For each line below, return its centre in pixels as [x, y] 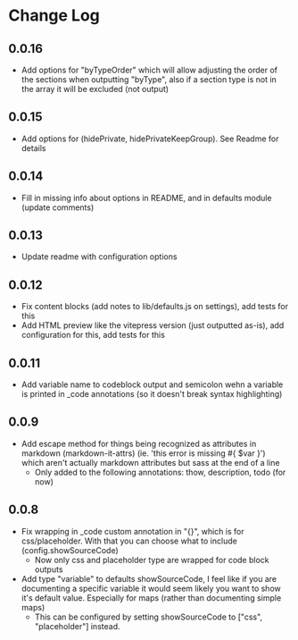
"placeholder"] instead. [77, 626]
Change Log [54, 16]
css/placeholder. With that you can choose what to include [129, 541]
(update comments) [58, 207]
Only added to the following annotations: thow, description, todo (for [160, 472]
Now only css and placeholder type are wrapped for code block [152, 560]
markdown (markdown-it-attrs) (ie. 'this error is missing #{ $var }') [143, 453]
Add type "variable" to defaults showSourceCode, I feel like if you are [149, 578]
